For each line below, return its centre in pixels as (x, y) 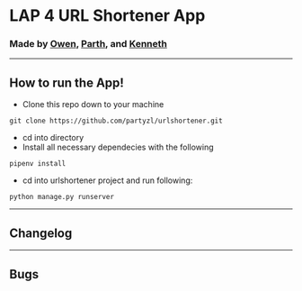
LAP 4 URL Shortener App (107, 16)
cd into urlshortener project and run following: (107, 180)
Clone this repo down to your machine (93, 105)
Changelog (41, 233)
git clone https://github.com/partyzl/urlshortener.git (116, 121)
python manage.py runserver (62, 197)
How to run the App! (67, 82)
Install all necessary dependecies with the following (118, 147)
